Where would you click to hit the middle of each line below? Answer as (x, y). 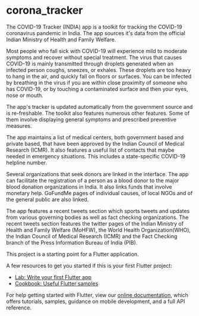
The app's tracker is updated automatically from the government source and (99, 107)
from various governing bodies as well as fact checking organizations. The (97, 217)
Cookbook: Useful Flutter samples (56, 283)
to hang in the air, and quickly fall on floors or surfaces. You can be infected (99, 76)
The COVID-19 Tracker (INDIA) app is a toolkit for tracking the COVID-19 (94, 27)
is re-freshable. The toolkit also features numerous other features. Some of (98, 113)
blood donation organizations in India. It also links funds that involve (89, 187)
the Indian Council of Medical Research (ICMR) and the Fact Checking (92, 236)
